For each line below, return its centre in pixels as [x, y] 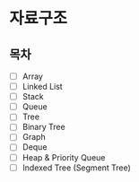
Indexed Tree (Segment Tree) [77, 168]
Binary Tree [43, 127]
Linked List [42, 87]
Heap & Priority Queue [64, 157]
